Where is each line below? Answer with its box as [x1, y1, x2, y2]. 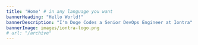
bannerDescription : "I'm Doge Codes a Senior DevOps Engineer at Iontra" [6, 19, 193, 25]
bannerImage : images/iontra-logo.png [6, 25, 100, 31]
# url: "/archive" [6, 30, 52, 36]
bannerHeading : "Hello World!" [6, 14, 84, 20]
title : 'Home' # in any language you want [6, 8, 113, 15]
